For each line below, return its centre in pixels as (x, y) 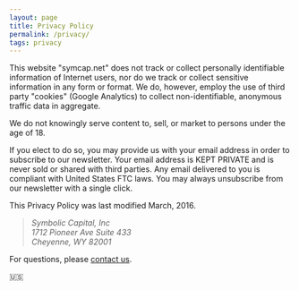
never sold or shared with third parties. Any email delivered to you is (135, 169)
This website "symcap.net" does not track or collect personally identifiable (147, 68)
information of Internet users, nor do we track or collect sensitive (129, 78)
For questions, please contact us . (71, 260)
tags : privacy (36, 43)
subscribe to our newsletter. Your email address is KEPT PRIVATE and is (142, 160)
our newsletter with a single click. (71, 188)
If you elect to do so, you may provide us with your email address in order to (149, 150)
